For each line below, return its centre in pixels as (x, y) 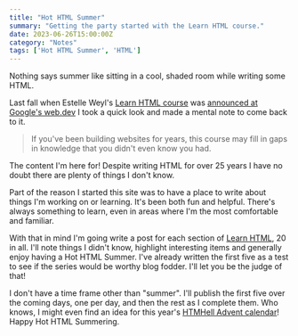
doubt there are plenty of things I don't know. (92, 176)
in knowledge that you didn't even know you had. (121, 149)
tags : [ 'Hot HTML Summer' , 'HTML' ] (75, 51)
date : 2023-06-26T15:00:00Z (61, 34)
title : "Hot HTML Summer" (57, 17)
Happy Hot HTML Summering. (64, 322)
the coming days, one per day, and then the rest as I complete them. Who (144, 303)
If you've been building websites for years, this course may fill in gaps (159, 139)
